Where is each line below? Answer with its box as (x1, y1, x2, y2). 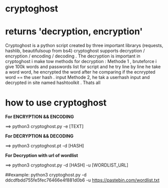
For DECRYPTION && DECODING (5, 133, 74, 139)
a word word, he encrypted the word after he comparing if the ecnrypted (5, 69, 155, 75)
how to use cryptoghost (5, 97, 107, 108)
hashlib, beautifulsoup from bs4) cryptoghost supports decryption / (5, 48, 145, 54)
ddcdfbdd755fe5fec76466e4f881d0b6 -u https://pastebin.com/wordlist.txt (5, 177, 159, 183)
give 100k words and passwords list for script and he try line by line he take (5, 63, 161, 70)
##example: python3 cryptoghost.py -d (5, 172, 87, 178)
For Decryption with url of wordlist (5, 152, 78, 158)
